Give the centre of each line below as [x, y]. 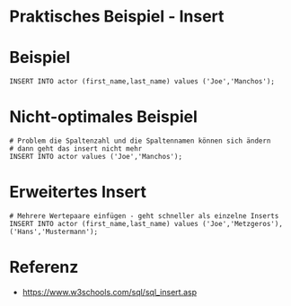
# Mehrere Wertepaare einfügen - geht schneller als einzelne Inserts [144, 216]
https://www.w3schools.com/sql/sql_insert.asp [110, 292]
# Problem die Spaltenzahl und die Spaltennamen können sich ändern [140, 141]
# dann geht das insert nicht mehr [76, 149]
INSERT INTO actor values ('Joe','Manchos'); [96, 157]
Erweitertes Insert [78, 192]
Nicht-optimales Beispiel [103, 117]
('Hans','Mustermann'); [54, 232]
